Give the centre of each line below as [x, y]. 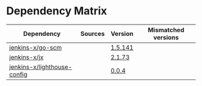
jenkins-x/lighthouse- [41, 67]
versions [166, 37]
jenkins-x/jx [26, 57]
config [18, 74]
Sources [93, 33]
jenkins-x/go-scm [35, 47]
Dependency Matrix [57, 11]
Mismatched [166, 30]
